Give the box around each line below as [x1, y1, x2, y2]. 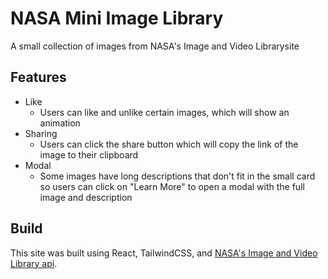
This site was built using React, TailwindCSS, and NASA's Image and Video [10, 247, 318, 259]
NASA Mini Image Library [10, 7, 224, 30]
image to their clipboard [39, 148, 139, 161]
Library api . [10, 257, 58, 269]
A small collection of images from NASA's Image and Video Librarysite [10, 40, 300, 52]
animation [39, 117, 81, 129]
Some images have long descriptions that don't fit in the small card [39, 170, 316, 182]
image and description [39, 191, 133, 203]
